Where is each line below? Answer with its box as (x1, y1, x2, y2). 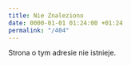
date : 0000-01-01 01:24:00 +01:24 (8, 19, 124, 27)
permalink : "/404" (8, 26, 69, 34)
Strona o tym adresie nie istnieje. (8, 48, 117, 58)
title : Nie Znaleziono (8, 11, 84, 20)
